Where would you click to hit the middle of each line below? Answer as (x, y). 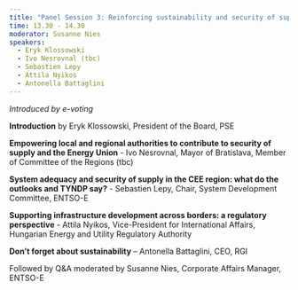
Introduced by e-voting (51, 108)
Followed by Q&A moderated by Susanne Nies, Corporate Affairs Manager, (145, 268)
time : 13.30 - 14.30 (47, 26)
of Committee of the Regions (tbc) (71, 161)
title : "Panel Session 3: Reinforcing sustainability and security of (142, 17)
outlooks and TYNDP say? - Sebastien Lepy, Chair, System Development (143, 188)
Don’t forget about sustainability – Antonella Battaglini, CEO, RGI (129, 251)
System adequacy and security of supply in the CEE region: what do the (144, 179)
